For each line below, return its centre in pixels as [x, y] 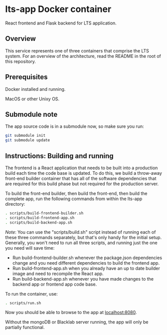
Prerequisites [26, 77]
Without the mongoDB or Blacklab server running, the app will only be [77, 322]
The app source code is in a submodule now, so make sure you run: [75, 126]
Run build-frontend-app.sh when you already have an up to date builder [86, 268]
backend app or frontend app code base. [55, 284]
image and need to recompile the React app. [58, 274]
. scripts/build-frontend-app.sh [40, 218]
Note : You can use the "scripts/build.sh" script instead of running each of [81, 232]
